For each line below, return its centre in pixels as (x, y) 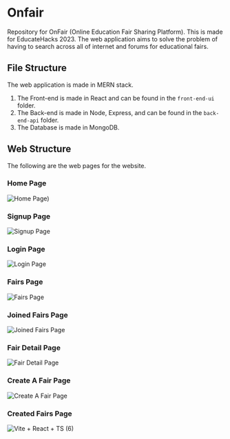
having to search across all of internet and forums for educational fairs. (108, 46)
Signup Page (29, 216)
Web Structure (39, 149)
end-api (28, 121)
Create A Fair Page (39, 380)
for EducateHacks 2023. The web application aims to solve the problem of (113, 39)
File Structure (37, 68)
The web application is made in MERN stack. (70, 85)
